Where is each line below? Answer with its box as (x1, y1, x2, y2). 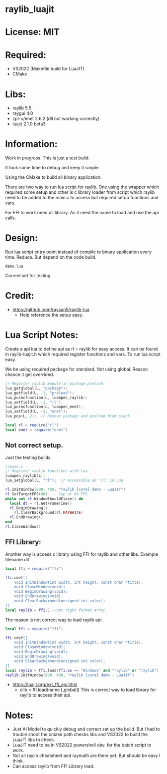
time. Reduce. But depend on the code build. (5, 254, 97, 260)
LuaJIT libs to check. (12, 737, 56, 743)
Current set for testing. (5, 273, 52, 279)
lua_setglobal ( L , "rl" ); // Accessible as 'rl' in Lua (5, 478, 123, 483)
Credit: (5, 290, 34, 302)
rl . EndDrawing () (9, 515, 43, 520)
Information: (5, 138, 58, 150)
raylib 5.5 (12, 105, 32, 111)
